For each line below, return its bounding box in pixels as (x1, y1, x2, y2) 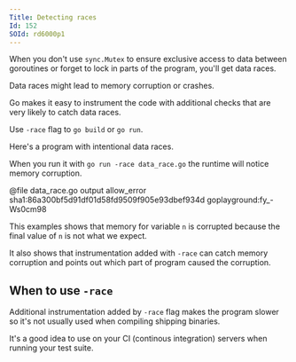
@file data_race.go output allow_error (9, 185, 147, 196)
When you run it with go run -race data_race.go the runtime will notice (9, 159, 269, 169)
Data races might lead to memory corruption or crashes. (9, 81, 214, 91)
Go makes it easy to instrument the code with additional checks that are (9, 98, 271, 108)
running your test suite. (9, 342, 94, 353)
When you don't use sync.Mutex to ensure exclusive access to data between (9, 54, 287, 65)
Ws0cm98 (9, 204, 47, 215)
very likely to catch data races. (9, 107, 121, 118)
